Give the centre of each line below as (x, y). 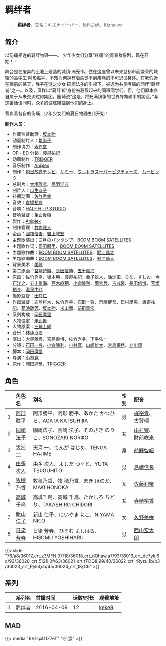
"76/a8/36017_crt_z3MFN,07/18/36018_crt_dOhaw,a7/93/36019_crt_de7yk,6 (82, 556)
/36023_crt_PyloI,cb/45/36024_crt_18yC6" (49, 566)
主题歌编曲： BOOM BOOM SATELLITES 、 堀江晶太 (63, 258)
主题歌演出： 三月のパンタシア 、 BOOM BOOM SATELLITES (72, 240)
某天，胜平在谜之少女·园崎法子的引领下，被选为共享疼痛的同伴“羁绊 (91, 84)
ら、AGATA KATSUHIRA (61, 421)
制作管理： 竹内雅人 (32, 227)
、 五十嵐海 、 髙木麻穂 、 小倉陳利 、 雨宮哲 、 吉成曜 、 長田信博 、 (88, 283)
